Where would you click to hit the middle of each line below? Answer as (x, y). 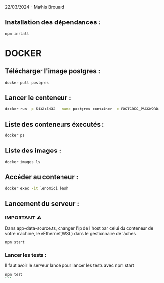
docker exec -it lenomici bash (37, 188)
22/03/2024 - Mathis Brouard (35, 7)
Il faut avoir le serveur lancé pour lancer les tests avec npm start (70, 265)
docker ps (15, 136)
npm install (17, 34)
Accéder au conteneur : (42, 177)
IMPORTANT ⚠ (23, 218)
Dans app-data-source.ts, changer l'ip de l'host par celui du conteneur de (79, 228)
